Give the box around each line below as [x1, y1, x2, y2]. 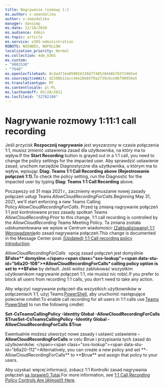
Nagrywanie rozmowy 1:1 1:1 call [5, 115, 137, 127]
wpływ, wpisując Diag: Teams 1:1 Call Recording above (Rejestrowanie [5, 168, 150, 174]
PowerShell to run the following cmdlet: [5, 301, 85, 308]
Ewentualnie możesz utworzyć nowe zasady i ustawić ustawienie [5, 331, 137, 337]
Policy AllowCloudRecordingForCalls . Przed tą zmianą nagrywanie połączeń [5, 204, 158, 210]
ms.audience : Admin [5, 30, 45, 35]
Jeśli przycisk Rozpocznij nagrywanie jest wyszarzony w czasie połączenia [5, 142, 159, 148]
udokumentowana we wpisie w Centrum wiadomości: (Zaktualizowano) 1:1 [5, 225, 155, 231]
